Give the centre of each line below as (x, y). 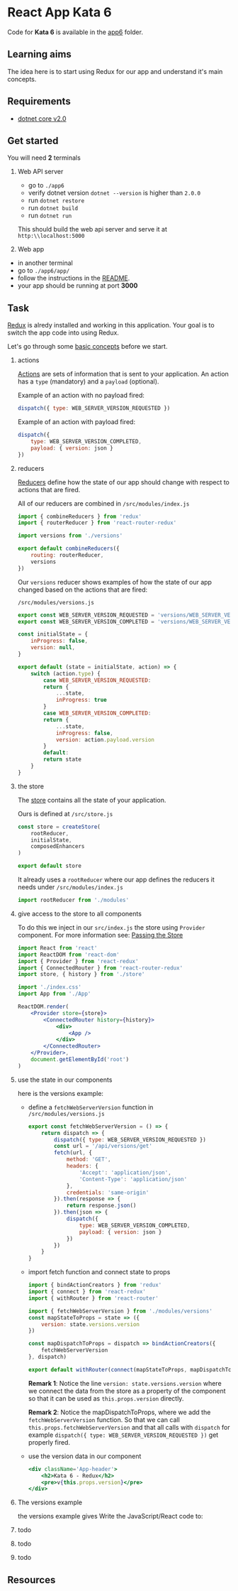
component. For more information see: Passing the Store (100, 935)
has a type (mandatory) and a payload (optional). (88, 381)
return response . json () (101, 1206)
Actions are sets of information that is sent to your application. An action (123, 374)
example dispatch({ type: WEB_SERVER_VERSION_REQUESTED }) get (123, 1435)
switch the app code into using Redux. (63, 333)
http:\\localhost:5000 (51, 236)
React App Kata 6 (59, 12)
